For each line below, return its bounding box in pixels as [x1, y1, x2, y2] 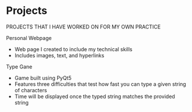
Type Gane [6, 63, 33, 70]
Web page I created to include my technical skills [14, 45, 132, 53]
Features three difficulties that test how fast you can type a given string [14, 80, 187, 88]
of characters [14, 86, 47, 93]
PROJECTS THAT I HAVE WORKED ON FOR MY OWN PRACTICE [6, 23, 161, 30]
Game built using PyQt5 [14, 74, 72, 81]
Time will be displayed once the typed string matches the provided [14, 93, 175, 100]
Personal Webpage [6, 34, 52, 41]
